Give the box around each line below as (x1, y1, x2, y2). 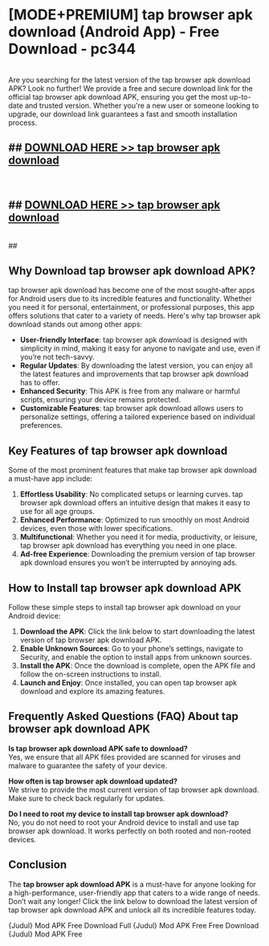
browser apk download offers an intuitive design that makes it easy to (19, 498, 251, 508)
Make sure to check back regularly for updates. (8, 793, 165, 803)
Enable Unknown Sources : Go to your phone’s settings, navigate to (19, 644, 243, 653)
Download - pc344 (8, 40, 137, 58)
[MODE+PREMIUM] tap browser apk (8, 6, 253, 24)
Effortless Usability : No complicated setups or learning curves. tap (19, 489, 243, 500)
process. (8, 117, 38, 127)
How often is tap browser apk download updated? (8, 776, 178, 786)
